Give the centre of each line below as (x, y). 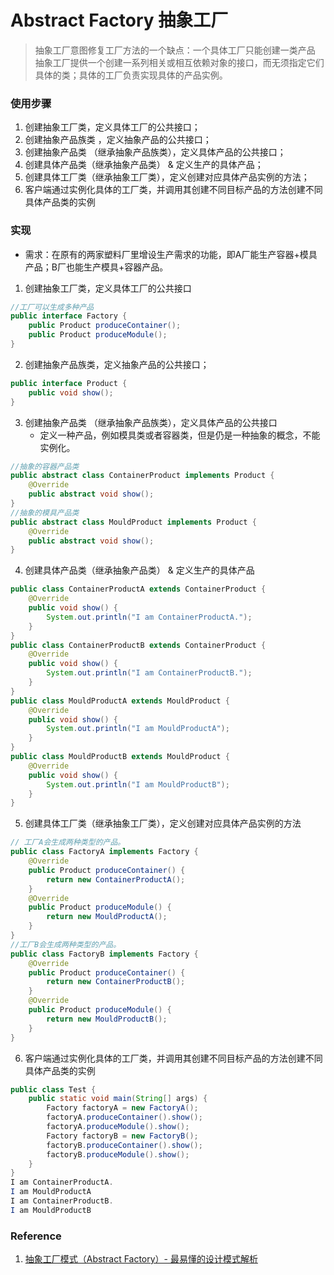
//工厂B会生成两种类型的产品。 (66, 944)
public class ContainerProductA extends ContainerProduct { (138, 589)
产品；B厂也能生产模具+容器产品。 (96, 267)
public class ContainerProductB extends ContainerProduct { (138, 645)
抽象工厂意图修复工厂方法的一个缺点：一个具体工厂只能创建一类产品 (175, 50)
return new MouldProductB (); (107, 1019)
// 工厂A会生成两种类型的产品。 (68, 842)
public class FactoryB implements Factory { (104, 954)
